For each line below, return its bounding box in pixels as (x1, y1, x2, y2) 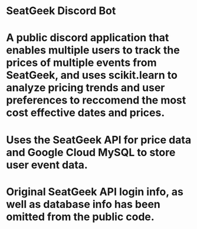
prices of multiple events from (6, 56, 157, 69)
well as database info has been (6, 197, 161, 211)
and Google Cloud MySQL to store (6, 145, 176, 159)
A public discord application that (6, 31, 169, 45)
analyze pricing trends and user (6, 81, 165, 95)
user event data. (6, 158, 88, 171)
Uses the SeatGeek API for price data (6, 133, 192, 147)
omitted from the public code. (6, 210, 155, 223)
